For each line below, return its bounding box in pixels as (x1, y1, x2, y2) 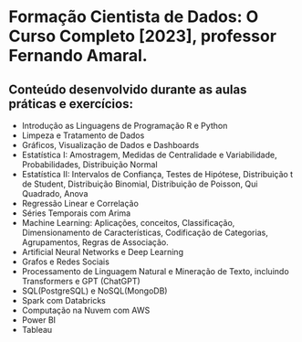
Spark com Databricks (21, 295, 106, 305)
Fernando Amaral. (8, 46, 148, 66)
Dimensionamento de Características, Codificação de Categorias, (21, 227, 268, 238)
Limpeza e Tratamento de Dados (21, 130, 145, 141)
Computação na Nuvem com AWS (21, 305, 151, 315)
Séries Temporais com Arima (21, 208, 131, 219)
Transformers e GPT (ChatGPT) (21, 276, 141, 286)
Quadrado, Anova (21, 188, 89, 198)
